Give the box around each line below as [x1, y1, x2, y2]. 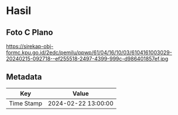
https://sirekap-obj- [6, 43, 54, 50]
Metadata [6, 72, 42, 82]
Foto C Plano [6, 27, 53, 37]
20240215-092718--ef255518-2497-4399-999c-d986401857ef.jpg [6, 55, 169, 62]
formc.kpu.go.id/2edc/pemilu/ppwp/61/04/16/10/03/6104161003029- [6, 49, 173, 56]
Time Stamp [9, 99, 43, 107]
